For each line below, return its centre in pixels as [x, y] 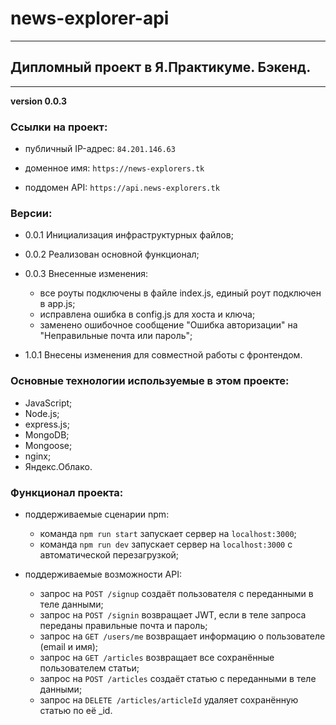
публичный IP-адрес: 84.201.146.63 [100, 149]
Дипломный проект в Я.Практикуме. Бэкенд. [161, 67]
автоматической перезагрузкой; [109, 554]
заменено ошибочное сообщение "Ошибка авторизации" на [168, 325]
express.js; [47, 424]
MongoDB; [47, 434]
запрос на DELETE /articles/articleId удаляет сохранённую [169, 699]
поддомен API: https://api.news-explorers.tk [122, 188]
